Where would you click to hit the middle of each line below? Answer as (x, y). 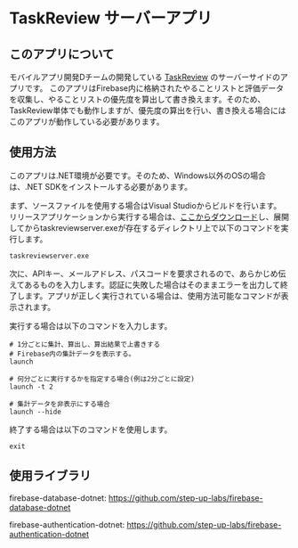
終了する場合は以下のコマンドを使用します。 (91, 429)
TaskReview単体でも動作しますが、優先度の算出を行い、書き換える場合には (148, 110)
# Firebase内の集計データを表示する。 (72, 354)
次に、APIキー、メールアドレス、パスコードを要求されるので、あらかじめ (144, 274)
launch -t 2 (31, 387)
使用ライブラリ (50, 476)
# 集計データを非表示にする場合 (60, 404)
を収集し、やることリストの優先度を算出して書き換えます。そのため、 (137, 99)
